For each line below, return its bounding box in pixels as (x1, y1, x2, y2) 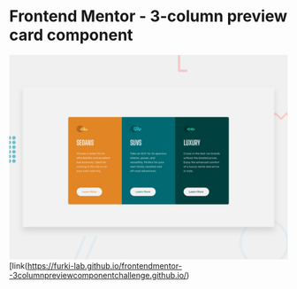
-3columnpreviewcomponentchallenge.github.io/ (9, 270, 187, 281)
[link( (9, 261, 28, 271)
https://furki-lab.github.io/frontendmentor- (27, 261, 183, 271)
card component (9, 25, 133, 45)
